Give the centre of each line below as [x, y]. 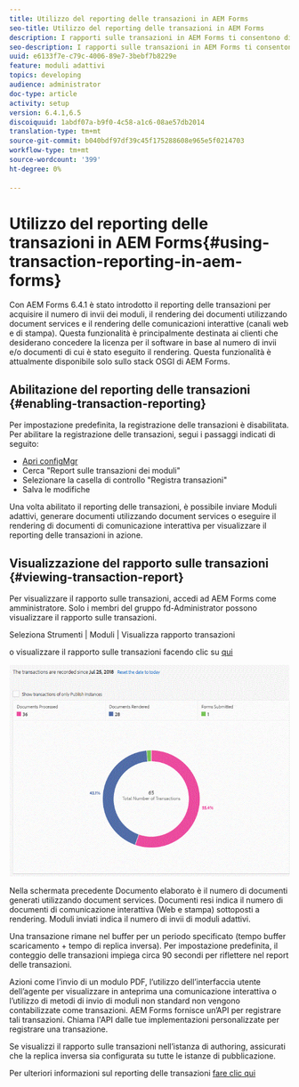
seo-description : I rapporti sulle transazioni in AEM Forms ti [131, 47]
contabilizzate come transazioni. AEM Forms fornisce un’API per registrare [145, 1010]
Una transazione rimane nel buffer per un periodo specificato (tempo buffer [148, 937]
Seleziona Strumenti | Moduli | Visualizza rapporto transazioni [122, 635]
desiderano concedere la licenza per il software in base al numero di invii [143, 343]
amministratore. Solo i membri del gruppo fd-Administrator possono [133, 608]
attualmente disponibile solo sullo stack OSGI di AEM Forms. [120, 361]
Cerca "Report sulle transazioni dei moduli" [101, 471]
